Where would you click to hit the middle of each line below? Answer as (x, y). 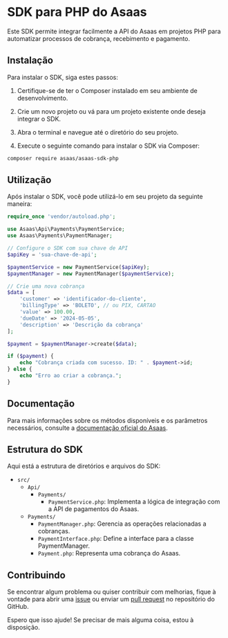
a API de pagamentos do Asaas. (94, 509)
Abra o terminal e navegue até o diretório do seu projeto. (98, 132)
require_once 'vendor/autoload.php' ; (61, 217)
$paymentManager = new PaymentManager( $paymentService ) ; (91, 274)
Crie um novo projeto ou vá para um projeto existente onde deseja (111, 111)
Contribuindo (36, 575)
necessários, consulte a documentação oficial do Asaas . (87, 428)
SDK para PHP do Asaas (77, 12)
